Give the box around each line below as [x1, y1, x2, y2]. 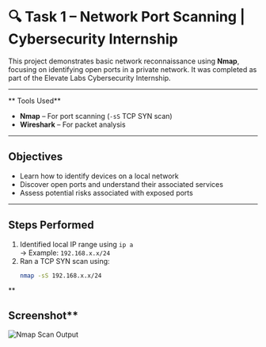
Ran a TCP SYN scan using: [19, 256, 110, 265]
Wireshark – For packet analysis [19, 120, 126, 129]
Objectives [8, 150, 63, 164]
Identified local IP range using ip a [19, 239, 134, 249]
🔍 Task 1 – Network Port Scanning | [8, 8, 245, 26]
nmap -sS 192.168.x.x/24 [19, 272, 102, 280]
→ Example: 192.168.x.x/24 [19, 248, 111, 257]
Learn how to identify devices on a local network [19, 171, 180, 181]
